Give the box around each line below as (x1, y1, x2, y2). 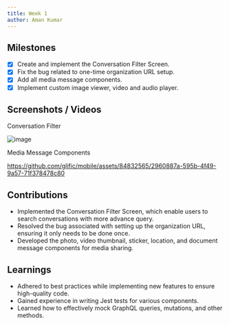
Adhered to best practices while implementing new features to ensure (17, 282, 215, 290)
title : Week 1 (7, 10, 48, 17)
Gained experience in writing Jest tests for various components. (17, 297, 199, 304)
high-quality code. (17, 289, 70, 298)
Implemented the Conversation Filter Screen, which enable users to (17, 208, 208, 216)
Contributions (7, 189, 68, 201)
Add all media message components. (17, 76, 122, 84)
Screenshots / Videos (7, 104, 102, 115)
